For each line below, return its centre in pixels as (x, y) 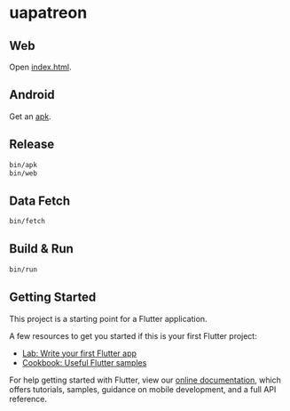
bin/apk (24, 165)
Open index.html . (40, 67)
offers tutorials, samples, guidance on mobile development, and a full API (143, 389)
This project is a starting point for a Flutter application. (108, 318)
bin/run (24, 270)
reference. (28, 399)
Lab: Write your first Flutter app (79, 353)
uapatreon (48, 13)
